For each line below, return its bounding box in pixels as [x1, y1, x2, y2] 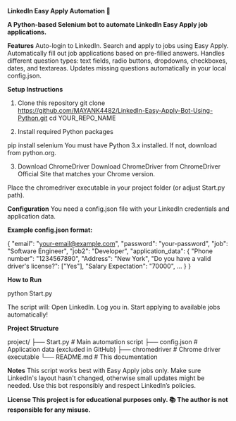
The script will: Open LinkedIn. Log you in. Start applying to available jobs [7, 303, 221, 311]
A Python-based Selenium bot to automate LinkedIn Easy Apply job [7, 20, 208, 28]
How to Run [7, 276, 42, 283]
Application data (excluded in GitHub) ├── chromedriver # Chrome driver [7, 346, 221, 353]
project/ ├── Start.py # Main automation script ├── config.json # [7, 338, 199, 346]
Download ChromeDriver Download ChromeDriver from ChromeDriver [17, 162, 221, 171]
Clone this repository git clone [17, 99, 106, 107]
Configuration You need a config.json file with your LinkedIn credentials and [7, 205, 230, 213]
